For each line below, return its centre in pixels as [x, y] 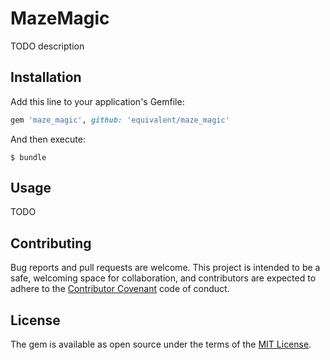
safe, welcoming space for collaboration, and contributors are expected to [163, 278]
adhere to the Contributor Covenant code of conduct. [120, 289]
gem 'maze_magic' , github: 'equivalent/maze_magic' [120, 120]
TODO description [47, 46]
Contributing [51, 243]
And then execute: [48, 139]
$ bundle [28, 157]
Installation [46, 77]
